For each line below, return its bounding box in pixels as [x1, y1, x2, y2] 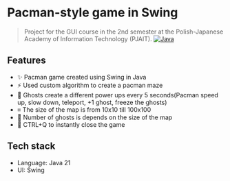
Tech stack [7, 141, 56, 152]
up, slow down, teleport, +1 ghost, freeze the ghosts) [17, 98, 167, 106]
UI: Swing [17, 166, 45, 174]
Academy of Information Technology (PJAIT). [23, 34, 153, 43]
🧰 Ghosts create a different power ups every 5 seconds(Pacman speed [17, 90, 219, 99]
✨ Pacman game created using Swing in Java [17, 73, 147, 81]
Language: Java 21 [17, 158, 71, 167]
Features [7, 55, 46, 67]
